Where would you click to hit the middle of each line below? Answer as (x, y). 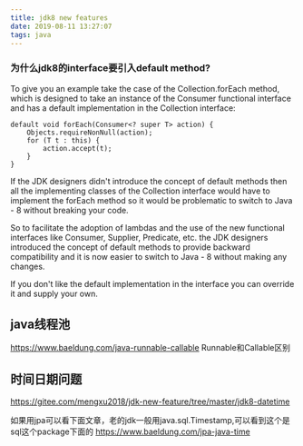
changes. (28, 266)
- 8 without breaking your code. (70, 210)
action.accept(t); (78, 148)
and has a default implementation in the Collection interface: (123, 108)
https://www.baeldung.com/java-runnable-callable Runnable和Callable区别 (151, 348)
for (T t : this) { (64, 140)
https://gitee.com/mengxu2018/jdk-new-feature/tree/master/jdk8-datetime (150, 401)
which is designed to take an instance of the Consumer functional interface (151, 98)
